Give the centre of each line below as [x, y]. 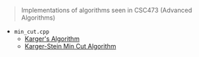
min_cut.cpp [31, 32]
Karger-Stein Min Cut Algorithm [70, 46]
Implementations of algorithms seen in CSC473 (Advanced [107, 10]
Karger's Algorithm [52, 39]
